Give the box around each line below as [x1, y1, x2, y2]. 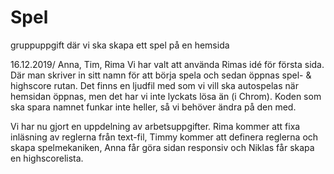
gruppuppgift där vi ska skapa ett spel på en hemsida [10, 39, 230, 51]
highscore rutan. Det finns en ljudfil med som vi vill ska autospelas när [10, 79, 299, 91]
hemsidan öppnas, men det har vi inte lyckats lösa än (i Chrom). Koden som [10, 90, 322, 102]
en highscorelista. [10, 152, 84, 164]
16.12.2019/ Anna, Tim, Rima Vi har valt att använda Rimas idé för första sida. [10, 58, 325, 70]
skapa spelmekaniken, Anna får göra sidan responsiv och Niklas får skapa [10, 141, 315, 153]
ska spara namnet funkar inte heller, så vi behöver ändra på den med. [10, 101, 297, 113]
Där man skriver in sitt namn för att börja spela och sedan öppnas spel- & [10, 69, 312, 81]
